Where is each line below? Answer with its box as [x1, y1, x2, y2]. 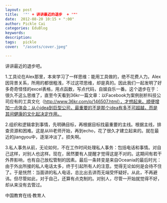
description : [5, 35, 32, 40]
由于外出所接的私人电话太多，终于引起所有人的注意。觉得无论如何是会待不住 [5, 163, 162, 169]
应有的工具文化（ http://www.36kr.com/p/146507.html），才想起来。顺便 [9, 98, 155, 104]
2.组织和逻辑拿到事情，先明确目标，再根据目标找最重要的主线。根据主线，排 [5, 121, 162, 127]
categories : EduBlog [5, 26, 48, 31]
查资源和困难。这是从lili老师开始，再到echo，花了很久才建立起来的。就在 [5, 127, 155, 133]
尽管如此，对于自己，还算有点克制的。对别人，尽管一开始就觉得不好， [18, 175, 162, 182]
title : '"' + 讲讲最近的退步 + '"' [5, 12, 78, 17]
